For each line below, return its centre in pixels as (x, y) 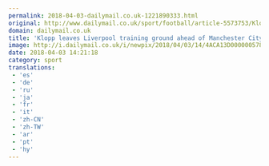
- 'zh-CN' (28, 120)
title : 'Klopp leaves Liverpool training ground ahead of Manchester (127, 38)
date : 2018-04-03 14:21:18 (53, 53)
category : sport (35, 61)
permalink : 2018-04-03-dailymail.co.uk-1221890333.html (103, 16)
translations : (32, 68)
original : (25, 23)
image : (19, 45)
